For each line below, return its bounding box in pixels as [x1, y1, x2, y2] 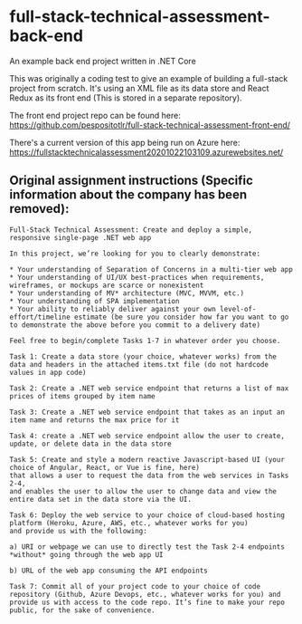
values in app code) [9, 368, 88, 377]
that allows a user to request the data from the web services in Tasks [9, 471, 289, 480]
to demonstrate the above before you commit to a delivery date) [9, 320, 260, 330]
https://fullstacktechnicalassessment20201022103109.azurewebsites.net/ [9, 147, 284, 158]
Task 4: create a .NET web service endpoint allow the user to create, [9, 431, 285, 440]
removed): [9, 201, 70, 216]
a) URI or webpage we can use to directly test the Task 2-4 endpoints [9, 542, 285, 552]
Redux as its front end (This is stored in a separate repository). [9, 92, 242, 103]
